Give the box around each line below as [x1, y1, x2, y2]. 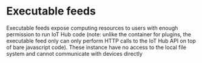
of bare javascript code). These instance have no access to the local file [6, 44, 187, 51]
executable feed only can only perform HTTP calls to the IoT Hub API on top [6, 37, 196, 44]
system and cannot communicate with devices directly [6, 50, 143, 57]
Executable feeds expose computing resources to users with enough [6, 24, 178, 31]
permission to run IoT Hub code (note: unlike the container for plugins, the [6, 30, 192, 38]
